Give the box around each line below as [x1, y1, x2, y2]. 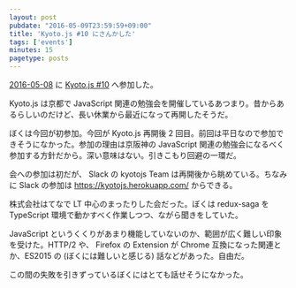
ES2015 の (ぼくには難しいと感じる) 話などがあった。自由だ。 [24, 251, 250, 261]
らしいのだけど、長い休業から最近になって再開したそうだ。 [16, 110, 233, 119]
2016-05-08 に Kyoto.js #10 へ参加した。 [9, 80, 158, 89]
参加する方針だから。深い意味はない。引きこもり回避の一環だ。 [9, 150, 241, 160]
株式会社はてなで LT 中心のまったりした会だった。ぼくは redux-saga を [9, 199, 269, 208]
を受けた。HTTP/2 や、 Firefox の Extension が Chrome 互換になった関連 [9, 239, 274, 250]
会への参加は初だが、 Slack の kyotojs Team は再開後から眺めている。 [9, 169, 264, 179]
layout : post [9, 12, 57, 22]
